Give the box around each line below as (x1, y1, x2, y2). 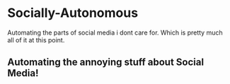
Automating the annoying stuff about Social (7, 56, 204, 68)
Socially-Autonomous (7, 5, 139, 21)
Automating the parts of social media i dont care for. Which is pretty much (7, 28, 223, 37)
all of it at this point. (7, 35, 65, 44)
